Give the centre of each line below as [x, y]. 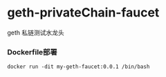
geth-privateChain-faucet [83, 13]
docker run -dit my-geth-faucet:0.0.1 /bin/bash [79, 67]
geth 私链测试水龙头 [36, 32]
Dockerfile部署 [32, 52]
